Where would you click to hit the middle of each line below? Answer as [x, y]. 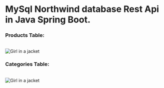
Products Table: [25, 35]
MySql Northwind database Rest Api [82, 9]
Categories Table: [27, 64]
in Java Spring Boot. [48, 20]
